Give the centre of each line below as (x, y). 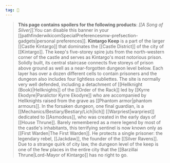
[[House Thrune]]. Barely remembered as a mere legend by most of (89, 122)
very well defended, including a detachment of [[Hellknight (80, 84)
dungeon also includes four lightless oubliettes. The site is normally (89, 79)
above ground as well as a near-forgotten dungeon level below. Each (90, 68)
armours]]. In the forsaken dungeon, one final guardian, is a (81, 106)
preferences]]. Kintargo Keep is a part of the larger (111, 41)
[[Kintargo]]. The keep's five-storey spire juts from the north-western (91, 52)
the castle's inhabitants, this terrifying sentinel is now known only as (90, 128)
